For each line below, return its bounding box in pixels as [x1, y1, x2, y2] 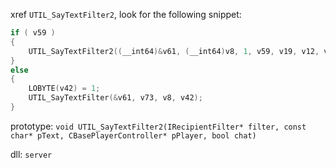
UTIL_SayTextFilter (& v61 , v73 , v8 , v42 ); [28, 93, 203, 103]
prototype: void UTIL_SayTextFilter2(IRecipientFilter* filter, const [10, 120, 307, 132]
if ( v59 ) [10, 28, 56, 38]
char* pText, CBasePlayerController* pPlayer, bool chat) [10, 130, 257, 141]
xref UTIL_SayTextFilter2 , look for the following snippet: [10, 9, 242, 20]
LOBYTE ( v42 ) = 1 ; [28, 84, 101, 94]
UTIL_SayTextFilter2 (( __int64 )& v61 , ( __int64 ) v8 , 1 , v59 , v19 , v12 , [28, 46, 320, 56]
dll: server [10, 148, 53, 160]
